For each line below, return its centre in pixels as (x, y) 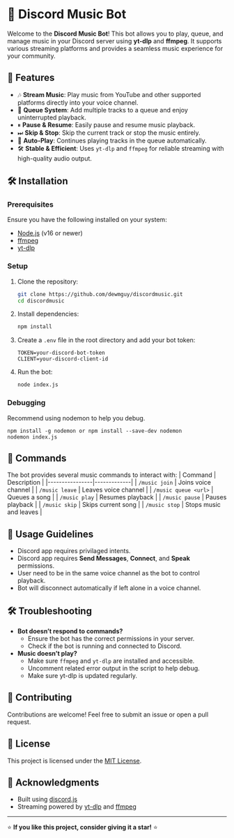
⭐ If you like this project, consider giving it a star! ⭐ (83, 828)
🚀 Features (31, 78)
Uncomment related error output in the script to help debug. (114, 668)
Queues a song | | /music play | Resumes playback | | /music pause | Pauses (117, 497)
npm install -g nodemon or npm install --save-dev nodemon (95, 431)
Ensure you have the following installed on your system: (87, 220)
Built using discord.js (47, 800)
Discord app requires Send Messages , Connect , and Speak (103, 559)
